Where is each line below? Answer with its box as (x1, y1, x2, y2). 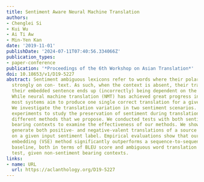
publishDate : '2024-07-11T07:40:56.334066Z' (6, 49, 121, 55)
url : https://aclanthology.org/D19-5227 (12, 167, 115, 173)
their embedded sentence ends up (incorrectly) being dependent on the (12, 88, 197, 94)
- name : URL (6, 161, 36, 167)
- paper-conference (6, 59, 56, 66)
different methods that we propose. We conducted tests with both (12, 116, 183, 122)
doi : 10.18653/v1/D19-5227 (6, 71, 75, 77)
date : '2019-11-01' (6, 43, 56, 49)
